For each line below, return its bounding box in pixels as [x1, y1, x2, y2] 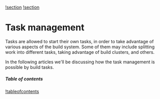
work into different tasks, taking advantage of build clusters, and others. [5, 49, 155, 55]
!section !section [5, 5, 40, 10]
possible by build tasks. [5, 64, 54, 70]
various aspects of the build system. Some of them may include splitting [5, 44, 155, 50]
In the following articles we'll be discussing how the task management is [5, 59, 155, 65]
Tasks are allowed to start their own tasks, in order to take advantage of [5, 38, 154, 44]
